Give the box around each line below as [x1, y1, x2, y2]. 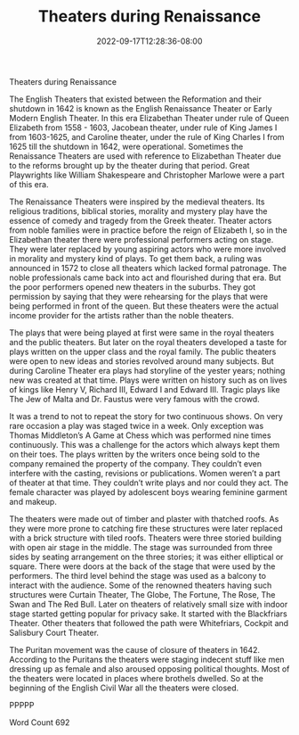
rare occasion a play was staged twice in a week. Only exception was [9, 420, 264, 431]
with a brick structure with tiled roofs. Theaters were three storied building [9, 533, 282, 543]
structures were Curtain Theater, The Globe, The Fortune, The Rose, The [9, 589, 276, 599]
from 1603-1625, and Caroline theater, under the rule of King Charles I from [9, 131, 285, 142]
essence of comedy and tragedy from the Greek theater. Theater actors [9, 215, 272, 226]
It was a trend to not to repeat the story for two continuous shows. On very [9, 410, 283, 421]
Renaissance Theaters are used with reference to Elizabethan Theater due [9, 150, 282, 161]
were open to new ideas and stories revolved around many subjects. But [9, 355, 274, 367]
